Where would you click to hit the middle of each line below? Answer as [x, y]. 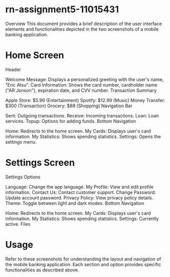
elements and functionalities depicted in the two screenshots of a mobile [82, 29]
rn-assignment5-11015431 [62, 9]
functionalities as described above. [42, 270]
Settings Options [23, 177]
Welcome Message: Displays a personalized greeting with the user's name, [84, 79]
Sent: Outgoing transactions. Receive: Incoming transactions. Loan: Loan [82, 115]
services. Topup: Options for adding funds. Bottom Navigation [71, 121]
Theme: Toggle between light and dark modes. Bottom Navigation [75, 203]
